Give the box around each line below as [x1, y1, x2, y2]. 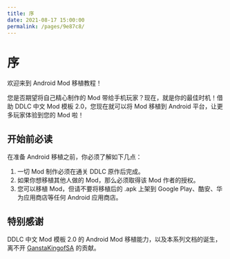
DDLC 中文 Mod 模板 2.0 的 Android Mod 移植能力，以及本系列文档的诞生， [7, 235, 222, 243]
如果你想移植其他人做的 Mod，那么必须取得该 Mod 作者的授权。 [17, 176, 200, 184]
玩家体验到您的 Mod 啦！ [12, 111, 84, 119]
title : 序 [7, 10, 35, 17]
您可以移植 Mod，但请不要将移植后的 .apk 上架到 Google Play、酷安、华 [17, 184, 223, 193]
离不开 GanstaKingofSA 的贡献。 [7, 243, 100, 252]
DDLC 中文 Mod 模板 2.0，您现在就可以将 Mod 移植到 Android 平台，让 [15, 102, 218, 111]
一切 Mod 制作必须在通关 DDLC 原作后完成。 [17, 167, 145, 176]
